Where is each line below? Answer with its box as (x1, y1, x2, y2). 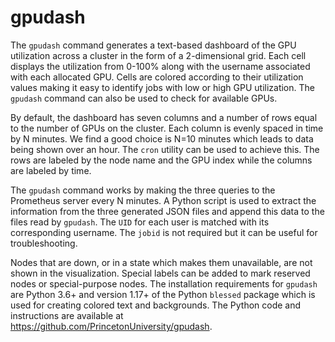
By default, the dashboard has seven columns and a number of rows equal (10, 111, 318, 123)
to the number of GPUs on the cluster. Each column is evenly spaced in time (10, 122, 324, 134)
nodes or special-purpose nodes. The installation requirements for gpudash (10, 277, 318, 290)
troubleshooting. (10, 237, 78, 249)
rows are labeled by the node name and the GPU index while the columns (10, 154, 313, 166)
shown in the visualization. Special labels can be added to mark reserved (10, 267, 311, 279)
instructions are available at (10, 309, 124, 321)
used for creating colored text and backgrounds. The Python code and (10, 299, 302, 311)
